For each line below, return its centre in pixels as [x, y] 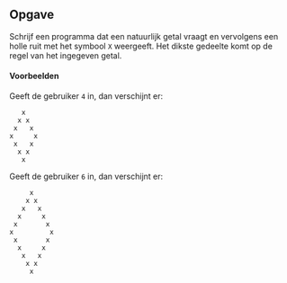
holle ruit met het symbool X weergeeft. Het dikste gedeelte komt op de [141, 46]
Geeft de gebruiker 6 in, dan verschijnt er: [86, 177]
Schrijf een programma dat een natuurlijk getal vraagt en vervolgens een [144, 36]
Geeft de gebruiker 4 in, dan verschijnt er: [86, 96]
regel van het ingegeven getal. [66, 55]
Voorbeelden [34, 76]
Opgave [32, 15]
